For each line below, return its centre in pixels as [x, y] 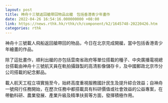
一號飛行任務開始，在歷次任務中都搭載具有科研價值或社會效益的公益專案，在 [84, 89]
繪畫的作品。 [22, 49]
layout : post [19, 10]
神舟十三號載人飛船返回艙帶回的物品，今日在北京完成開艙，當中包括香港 [79, 43]
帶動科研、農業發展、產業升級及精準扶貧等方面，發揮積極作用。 [71, 96]
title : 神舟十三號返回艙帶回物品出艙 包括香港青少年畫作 [58, 14]
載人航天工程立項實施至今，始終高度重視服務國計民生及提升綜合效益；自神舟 [84, 83]
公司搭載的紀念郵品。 [27, 72]
